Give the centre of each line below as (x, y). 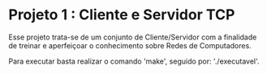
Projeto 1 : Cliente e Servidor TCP (122, 15)
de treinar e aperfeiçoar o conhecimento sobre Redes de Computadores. (130, 45)
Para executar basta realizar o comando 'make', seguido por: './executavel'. (134, 61)
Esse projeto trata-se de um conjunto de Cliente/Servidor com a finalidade (133, 37)
